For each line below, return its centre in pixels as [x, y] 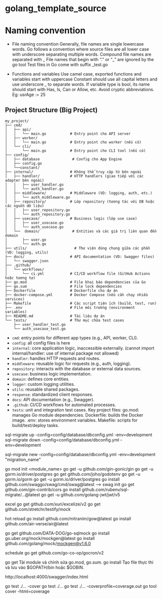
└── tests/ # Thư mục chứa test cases [65, 320]
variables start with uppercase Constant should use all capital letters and [85, 79]
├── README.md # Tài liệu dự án [55, 316]
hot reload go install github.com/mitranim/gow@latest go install [68, 519]
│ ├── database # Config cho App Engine [64, 159]
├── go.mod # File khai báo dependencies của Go [75, 282]
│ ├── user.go [26, 240]
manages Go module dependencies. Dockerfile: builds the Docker [78, 415]
